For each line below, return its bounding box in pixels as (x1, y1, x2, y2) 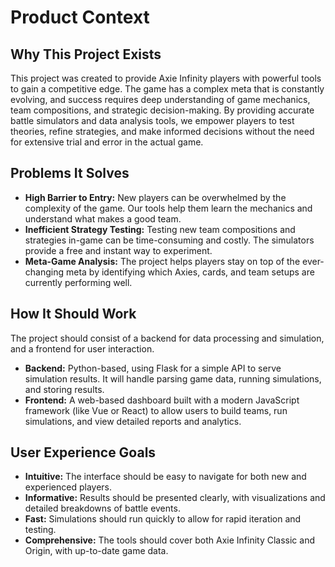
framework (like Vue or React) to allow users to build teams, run (24, 404, 288, 416)
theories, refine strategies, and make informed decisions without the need (10, 126, 315, 137)
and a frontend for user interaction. (10, 342, 155, 355)
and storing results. (24, 383, 105, 395)
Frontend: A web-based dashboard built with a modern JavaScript (24, 394, 300, 406)
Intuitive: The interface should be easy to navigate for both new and (24, 471, 307, 483)
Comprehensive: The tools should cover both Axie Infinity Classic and (24, 534, 316, 546)
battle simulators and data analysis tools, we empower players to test (10, 115, 295, 126)
